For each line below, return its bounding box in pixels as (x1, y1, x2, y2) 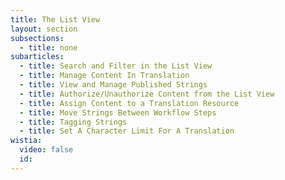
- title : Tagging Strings (19, 117, 128, 127)
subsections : (10, 33, 65, 43)
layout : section (10, 24, 78, 34)
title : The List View (10, 14, 101, 25)
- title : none (19, 42, 78, 53)
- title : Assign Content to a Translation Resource (19, 98, 240, 108)
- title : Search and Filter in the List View (19, 61, 213, 71)
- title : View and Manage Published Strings (19, 80, 208, 90)
